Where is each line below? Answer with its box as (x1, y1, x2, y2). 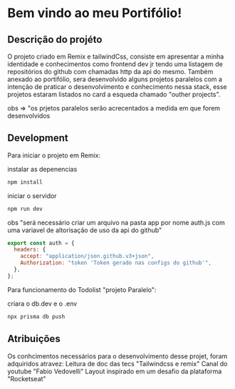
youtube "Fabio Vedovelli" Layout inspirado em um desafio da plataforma (7, 367, 222, 375)
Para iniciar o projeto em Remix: (7, 151, 101, 160)
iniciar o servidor (7, 191, 57, 200)
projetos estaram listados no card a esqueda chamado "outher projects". (7, 90, 221, 98)
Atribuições (7, 333, 61, 345)
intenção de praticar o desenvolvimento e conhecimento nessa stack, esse (7, 83, 228, 90)
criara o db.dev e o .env (7, 299, 78, 308)
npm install (7, 178, 43, 186)
